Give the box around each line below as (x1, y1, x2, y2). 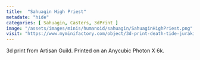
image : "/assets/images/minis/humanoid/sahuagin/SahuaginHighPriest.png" (6, 25, 193, 31)
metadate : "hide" (6, 14, 49, 20)
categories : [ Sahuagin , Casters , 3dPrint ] (6, 20, 118, 26)
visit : (6, 31, 23, 37)
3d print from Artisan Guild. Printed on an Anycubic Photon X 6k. (6, 47, 165, 54)
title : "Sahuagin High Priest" (6, 8, 86, 15)
